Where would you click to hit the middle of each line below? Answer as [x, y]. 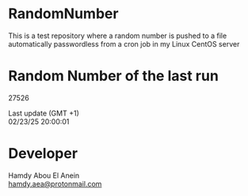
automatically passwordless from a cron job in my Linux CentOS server [124, 43]
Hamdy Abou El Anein [44, 175]
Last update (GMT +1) [44, 113]
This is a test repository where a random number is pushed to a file [118, 36]
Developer [43, 154]
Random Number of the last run [114, 76]
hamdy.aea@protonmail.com [55, 183]
